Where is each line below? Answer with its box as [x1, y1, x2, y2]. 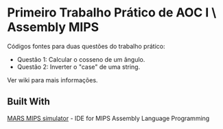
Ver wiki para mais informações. [7, 75, 98, 84]
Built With [7, 96, 50, 108]
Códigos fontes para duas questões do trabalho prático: [7, 42, 165, 50]
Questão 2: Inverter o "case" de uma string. [16, 62, 141, 71]
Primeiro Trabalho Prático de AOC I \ [7, 5, 217, 21]
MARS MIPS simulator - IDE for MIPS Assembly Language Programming [7, 114, 210, 122]
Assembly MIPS [7, 19, 99, 35]
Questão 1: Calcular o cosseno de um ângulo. [16, 55, 145, 63]
